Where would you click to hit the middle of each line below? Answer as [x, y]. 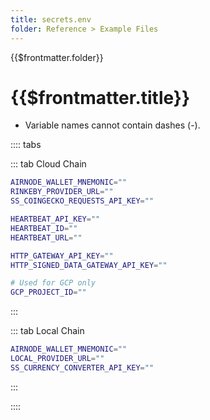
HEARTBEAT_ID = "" [44, 228]
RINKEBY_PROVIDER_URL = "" [62, 192]
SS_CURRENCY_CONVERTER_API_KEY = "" [82, 367]
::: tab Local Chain [47, 331]
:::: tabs [26, 145]
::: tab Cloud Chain [48, 164]
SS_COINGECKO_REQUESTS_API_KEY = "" [82, 201]
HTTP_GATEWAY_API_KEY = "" [62, 256]
